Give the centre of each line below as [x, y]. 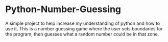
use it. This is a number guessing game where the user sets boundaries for [84, 28]
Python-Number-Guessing [63, 9]
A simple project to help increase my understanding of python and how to [83, 23]
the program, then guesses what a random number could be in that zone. [82, 34]
